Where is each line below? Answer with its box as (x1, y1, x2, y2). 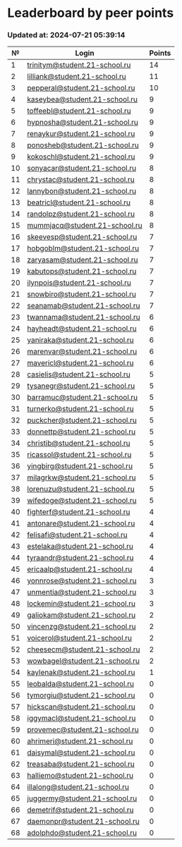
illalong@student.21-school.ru (27, 782, 129, 792)
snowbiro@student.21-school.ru (27, 289, 136, 299)
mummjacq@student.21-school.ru (27, 221, 142, 231)
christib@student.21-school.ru (27, 439, 131, 449)
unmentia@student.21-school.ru (27, 587, 137, 597)
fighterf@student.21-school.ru (27, 507, 131, 517)
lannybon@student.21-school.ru (27, 186, 136, 196)
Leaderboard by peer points (7, 5, 174, 21)
